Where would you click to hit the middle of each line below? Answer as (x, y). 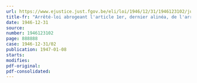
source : (16, 28)
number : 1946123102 (30, 33)
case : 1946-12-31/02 (31, 44)
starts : (16, 55)
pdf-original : (23, 66)
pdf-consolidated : (28, 71)
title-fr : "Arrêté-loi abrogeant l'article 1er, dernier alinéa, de (91, 17)
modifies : (18, 60)
